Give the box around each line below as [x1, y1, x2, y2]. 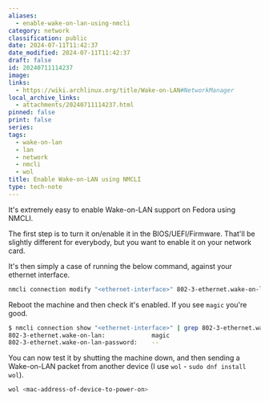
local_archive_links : [8, 94, 81, 102]
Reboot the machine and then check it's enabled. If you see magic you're [8, 299, 247, 309]
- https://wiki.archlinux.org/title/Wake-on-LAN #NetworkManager [15, 86, 235, 94]
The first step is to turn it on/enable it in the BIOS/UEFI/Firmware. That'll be [8, 229, 256, 239]
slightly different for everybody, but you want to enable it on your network [8, 237, 252, 247]
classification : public [8, 34, 88, 42]
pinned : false [8, 109, 56, 117]
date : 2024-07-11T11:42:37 [8, 42, 98, 50]
